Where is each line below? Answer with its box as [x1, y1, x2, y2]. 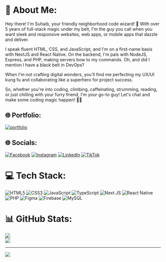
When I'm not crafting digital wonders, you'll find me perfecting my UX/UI [5, 71, 155, 77]
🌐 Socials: [5, 138, 38, 147]
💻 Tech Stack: [5, 170, 66, 181]
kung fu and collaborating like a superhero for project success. [5, 77, 133, 83]
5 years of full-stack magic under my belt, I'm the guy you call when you [5, 26, 153, 32]
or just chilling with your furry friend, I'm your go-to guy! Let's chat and [5, 91, 150, 97]
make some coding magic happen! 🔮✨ [5, 96, 83, 103]
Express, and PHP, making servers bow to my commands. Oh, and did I [5, 56, 150, 62]
